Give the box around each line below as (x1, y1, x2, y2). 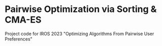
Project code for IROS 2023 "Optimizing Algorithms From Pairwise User (5, 30, 154, 36)
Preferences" (5, 36, 33, 42)
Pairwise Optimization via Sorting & (5, 3, 157, 15)
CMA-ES (5, 14, 42, 25)
